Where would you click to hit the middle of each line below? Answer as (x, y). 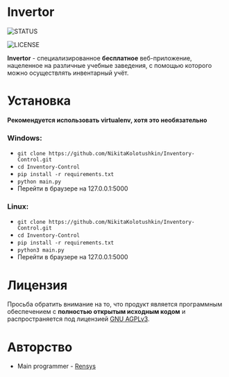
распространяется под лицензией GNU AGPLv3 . (78, 319)
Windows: (25, 138)
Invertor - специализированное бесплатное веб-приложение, (100, 58)
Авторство (40, 347)
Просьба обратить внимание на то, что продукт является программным (115, 304)
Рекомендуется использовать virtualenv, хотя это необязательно (107, 120)
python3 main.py (41, 250)
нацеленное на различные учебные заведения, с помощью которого (110, 65)
